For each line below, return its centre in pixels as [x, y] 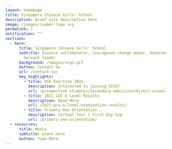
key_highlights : [36, 77]
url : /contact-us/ [38, 72]
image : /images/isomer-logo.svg [40, 24]
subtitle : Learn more [42, 134]
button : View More [38, 139]
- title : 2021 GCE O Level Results [62, 96]
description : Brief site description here [51, 19]
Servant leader [40, 58]
